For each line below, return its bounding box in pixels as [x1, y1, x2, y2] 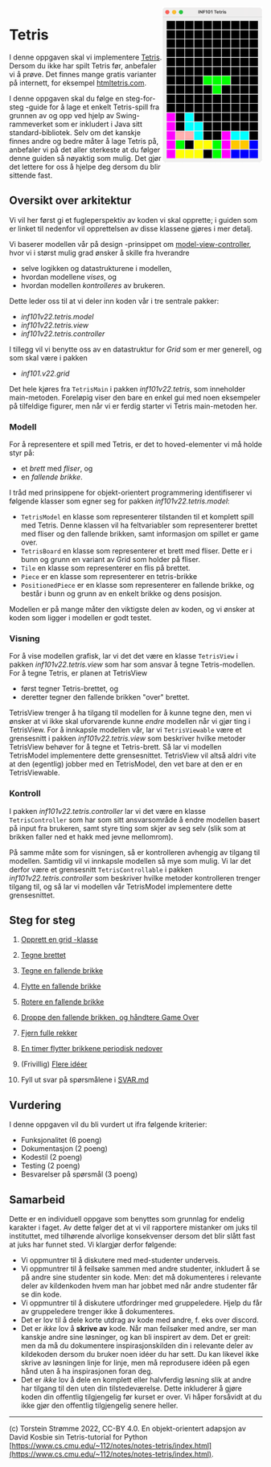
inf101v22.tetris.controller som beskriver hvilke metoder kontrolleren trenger [9, 873, 261, 882]
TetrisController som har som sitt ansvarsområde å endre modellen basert [9, 815, 261, 824]
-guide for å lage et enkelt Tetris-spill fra [25, 102, 160, 112]
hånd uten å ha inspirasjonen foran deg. [20, 1366, 154, 1376]
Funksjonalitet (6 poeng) [20, 1136, 102, 1145]
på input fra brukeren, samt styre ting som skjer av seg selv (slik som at [9, 823, 246, 833]
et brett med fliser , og [20, 464, 93, 474]
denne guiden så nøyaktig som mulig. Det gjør [9, 153, 162, 162]
